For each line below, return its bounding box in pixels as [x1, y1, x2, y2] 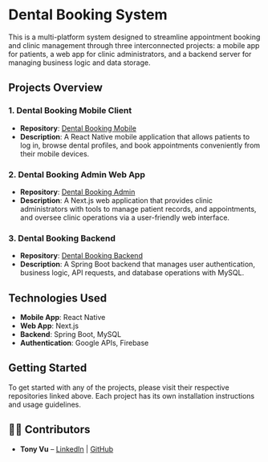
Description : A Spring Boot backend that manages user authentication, [19, 259, 255, 269]
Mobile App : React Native [19, 313, 106, 322]
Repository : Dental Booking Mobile [19, 123, 136, 133]
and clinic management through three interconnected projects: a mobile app [8, 40, 260, 50]
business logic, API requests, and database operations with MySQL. [19, 268, 245, 278]
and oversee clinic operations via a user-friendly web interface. [19, 213, 230, 222]
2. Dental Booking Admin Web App [8, 168, 146, 180]
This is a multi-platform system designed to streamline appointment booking [8, 32, 261, 42]
